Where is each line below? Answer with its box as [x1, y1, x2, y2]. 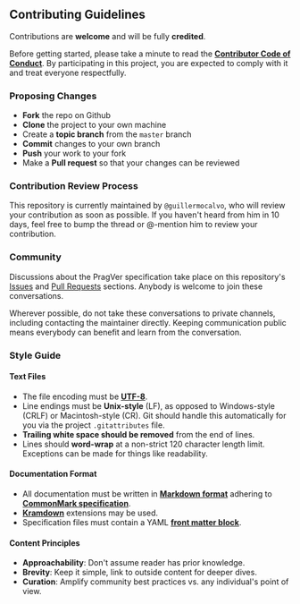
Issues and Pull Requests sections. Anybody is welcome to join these [9, 281, 263, 292]
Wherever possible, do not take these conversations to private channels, [9, 308, 276, 319]
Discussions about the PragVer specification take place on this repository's [9, 271, 286, 282]
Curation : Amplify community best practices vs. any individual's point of [21, 576, 289, 587]
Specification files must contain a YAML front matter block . [21, 517, 242, 528]
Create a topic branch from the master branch [21, 129, 192, 140]
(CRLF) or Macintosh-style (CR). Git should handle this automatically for [21, 410, 287, 421]
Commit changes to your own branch [21, 139, 161, 149]
